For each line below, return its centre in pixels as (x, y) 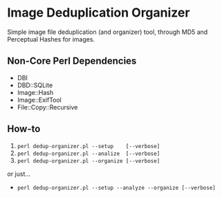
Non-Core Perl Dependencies (72, 61)
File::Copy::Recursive (47, 107)
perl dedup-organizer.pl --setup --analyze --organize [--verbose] (116, 188)
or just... (19, 174)
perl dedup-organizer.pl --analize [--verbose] (89, 154)
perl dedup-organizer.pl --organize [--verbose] (89, 161)
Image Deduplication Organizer (99, 13)
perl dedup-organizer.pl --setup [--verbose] (89, 146)
